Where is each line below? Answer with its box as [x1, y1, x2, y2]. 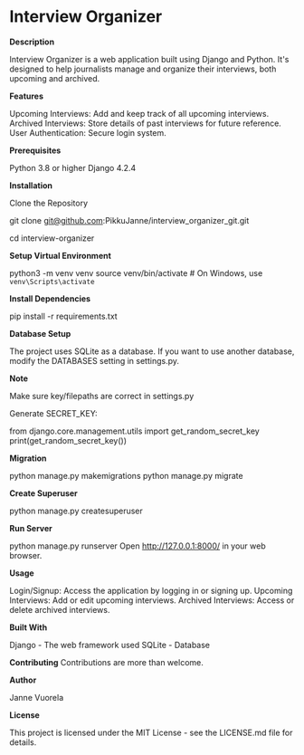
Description [9, 36, 55, 47]
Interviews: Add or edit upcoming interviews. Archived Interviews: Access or [9, 595, 295, 606]
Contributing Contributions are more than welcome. [9, 656, 204, 667]
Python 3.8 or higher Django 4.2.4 [9, 162, 137, 173]
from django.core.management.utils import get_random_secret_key [9, 425, 260, 436]
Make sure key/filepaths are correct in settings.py [9, 390, 195, 401]
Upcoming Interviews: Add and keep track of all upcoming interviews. [9, 108, 270, 119]
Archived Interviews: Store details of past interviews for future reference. [9, 118, 282, 129]
